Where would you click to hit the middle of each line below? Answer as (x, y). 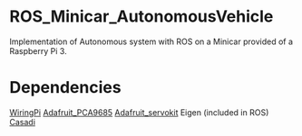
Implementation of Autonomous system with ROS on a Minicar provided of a (151, 41)
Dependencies (65, 88)
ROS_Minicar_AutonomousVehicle (141, 17)
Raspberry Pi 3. (38, 50)
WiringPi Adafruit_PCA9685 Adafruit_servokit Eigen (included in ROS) (139, 112)
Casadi (23, 122)
